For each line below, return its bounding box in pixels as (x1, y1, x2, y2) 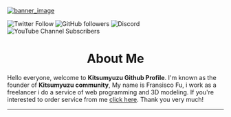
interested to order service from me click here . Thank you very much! (7, 95, 204, 103)
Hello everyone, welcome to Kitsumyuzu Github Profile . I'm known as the (7, 73, 217, 81)
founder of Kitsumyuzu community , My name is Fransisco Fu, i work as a (7, 81, 217, 89)
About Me (87, 51, 144, 66)
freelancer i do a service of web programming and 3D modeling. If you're (7, 88, 214, 96)
